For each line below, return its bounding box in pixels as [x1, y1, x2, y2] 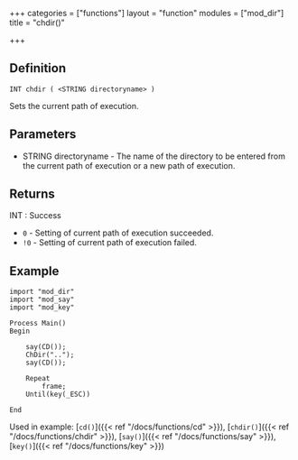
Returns [9, 187, 56, 202]
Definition [9, 60, 66, 76]
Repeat [25, 374, 51, 383]
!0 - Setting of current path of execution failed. [22, 237, 197, 248]
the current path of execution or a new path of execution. [22, 160, 236, 170]
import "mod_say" [9, 295, 75, 305]
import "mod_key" [9, 303, 75, 312]
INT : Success [9, 210, 61, 221]
